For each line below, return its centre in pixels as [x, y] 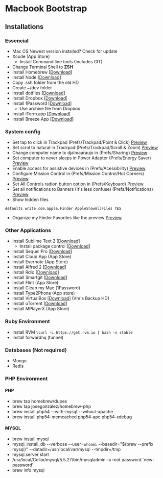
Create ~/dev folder [32, 88]
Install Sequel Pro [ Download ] [42, 252]
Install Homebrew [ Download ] [42, 72]
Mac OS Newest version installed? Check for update [65, 51]
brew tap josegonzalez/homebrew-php [51, 406]
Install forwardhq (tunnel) [38, 337]
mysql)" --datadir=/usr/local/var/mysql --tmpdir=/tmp [66, 450]
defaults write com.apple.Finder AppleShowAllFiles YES [63, 209]
